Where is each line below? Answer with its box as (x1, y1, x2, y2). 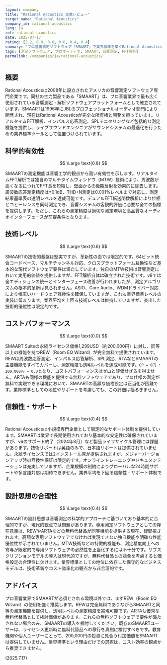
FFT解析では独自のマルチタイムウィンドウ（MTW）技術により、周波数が (9, 177, 159, 182)
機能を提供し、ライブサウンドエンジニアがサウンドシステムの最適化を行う (5, 125, 158, 131)
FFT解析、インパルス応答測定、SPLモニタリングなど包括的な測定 (26, 118, 161, 124)
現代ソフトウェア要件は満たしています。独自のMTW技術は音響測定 (18, 266, 155, 272)
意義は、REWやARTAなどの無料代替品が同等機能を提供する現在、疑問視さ (9, 528, 162, 534)
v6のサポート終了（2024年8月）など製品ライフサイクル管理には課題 (18, 438, 159, 445)
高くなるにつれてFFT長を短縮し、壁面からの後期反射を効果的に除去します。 (5, 183, 161, 189)
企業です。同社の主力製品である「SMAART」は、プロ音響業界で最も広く (9, 93, 158, 99)
